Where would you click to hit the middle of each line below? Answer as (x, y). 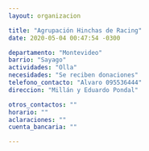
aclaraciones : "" (37, 120)
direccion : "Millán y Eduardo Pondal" (73, 90)
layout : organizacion (45, 16)
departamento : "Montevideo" (56, 52)
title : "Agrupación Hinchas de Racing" (75, 30)
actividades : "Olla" (43, 68)
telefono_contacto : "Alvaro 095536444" (75, 82)
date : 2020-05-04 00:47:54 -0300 (64, 38)
